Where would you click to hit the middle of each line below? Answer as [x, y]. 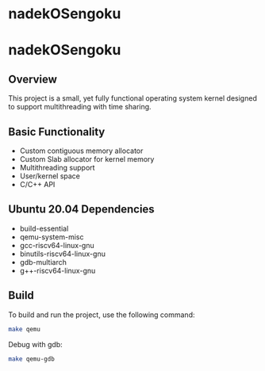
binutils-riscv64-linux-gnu [62, 254]
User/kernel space [50, 176]
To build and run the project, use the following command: [102, 315]
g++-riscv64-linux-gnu [58, 270]
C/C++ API [37, 184]
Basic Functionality [57, 132]
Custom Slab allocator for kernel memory [87, 159]
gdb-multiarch [43, 262]
